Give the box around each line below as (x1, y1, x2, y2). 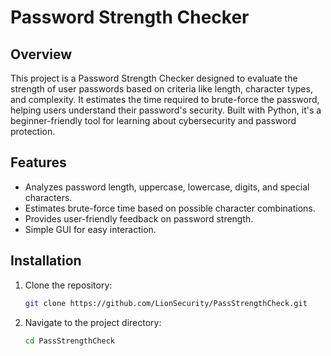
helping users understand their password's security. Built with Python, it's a (10, 104, 322, 116)
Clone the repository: (24, 279, 113, 291)
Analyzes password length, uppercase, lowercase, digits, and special (24, 181, 310, 193)
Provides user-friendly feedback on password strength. (24, 212, 254, 225)
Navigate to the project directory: (24, 316, 162, 328)
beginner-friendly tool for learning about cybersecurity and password (10, 115, 297, 126)
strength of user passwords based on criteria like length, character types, (10, 83, 313, 95)
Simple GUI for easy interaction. (24, 223, 157, 235)
